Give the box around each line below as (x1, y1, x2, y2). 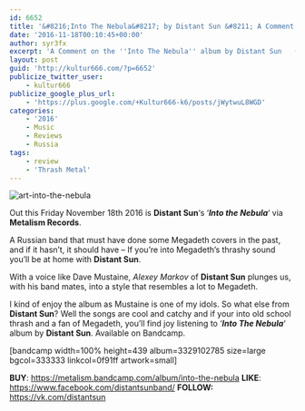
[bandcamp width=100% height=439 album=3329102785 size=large (9, 346, 266, 357)
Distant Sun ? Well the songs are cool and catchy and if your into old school (9, 308, 292, 319)
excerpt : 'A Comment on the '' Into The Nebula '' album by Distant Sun (9, 47, 282, 56)
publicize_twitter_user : (9, 73, 103, 82)
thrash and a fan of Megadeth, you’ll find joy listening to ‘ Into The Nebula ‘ (9, 318, 286, 329)
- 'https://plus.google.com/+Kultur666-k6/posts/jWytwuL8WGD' (25, 97, 266, 107)
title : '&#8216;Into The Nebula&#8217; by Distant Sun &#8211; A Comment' (9, 22, 299, 31)
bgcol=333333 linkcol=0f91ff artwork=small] (9, 355, 178, 366)
